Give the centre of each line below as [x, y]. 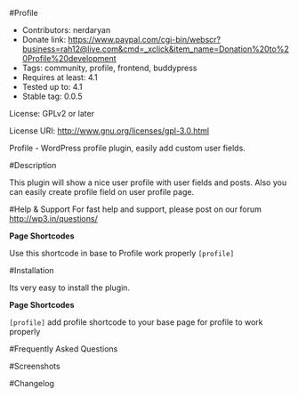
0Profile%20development [69, 58]
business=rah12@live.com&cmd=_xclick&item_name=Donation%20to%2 [155, 49]
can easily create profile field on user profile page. [101, 192]
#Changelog [32, 383]
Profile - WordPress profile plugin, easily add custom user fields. [128, 148]
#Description [33, 165]
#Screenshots [35, 366]
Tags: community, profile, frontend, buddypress [109, 68]
